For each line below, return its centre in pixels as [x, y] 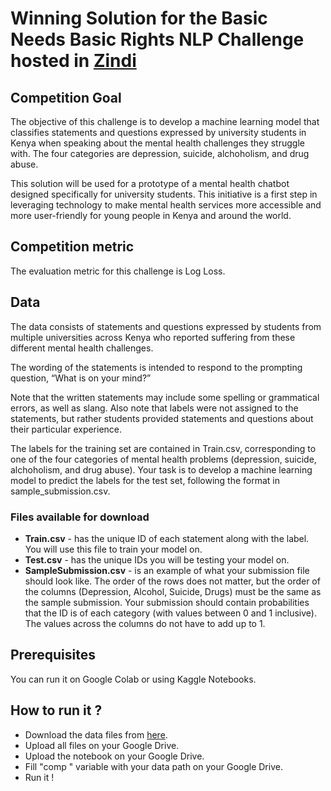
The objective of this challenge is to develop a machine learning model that [165, 121]
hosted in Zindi [73, 61]
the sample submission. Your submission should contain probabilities [167, 602]
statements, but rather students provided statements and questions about [162, 418]
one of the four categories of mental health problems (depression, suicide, [163, 459]
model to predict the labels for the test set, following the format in [145, 480]
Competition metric [72, 247]
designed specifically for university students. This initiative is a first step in [164, 194]
